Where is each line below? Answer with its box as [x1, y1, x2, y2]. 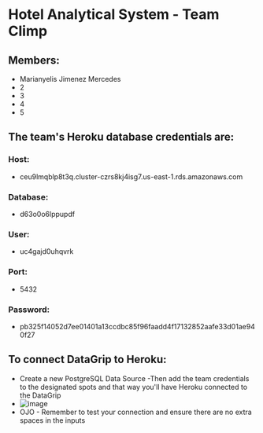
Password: [8, 304, 50, 315]
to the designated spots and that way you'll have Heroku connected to [19, 382, 248, 391]
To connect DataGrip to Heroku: [8, 353, 167, 366]
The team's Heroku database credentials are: [8, 130, 235, 144]
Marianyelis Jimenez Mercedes [19, 75, 121, 83]
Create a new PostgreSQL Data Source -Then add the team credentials [19, 373, 250, 383]
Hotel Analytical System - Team [8, 6, 220, 24]
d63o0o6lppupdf [19, 209, 76, 218]
